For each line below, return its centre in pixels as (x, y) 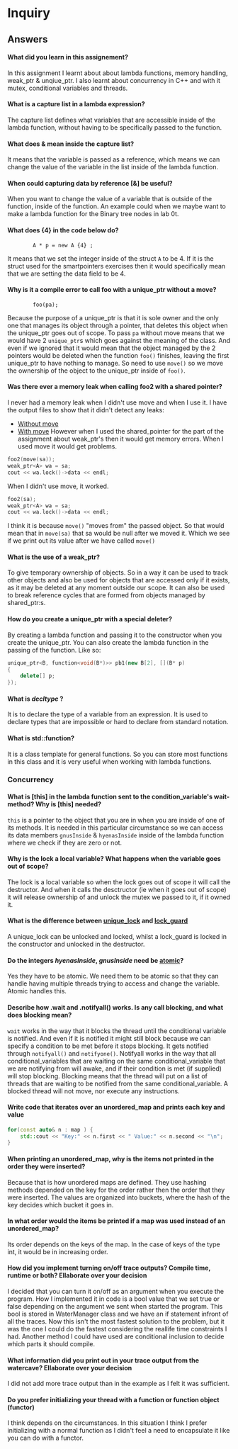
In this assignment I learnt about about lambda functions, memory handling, (118, 73)
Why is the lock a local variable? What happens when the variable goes (114, 859)
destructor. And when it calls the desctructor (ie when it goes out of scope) (117, 889)
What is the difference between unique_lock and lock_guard (98, 921)
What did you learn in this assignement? (68, 57)
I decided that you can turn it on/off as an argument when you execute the (116, 1291)
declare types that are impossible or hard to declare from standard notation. (118, 722)
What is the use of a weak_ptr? (54, 557)
